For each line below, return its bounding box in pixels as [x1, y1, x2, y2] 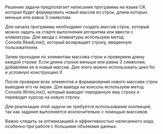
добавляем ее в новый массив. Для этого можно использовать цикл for [5, 64, 156, 70]
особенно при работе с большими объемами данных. [5, 123, 118, 129]
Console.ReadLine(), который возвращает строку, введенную [5, 39, 132, 45]
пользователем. [5, 45, 39, 50]
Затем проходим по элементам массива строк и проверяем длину [5, 54, 145, 60]
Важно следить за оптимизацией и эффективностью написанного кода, [5, 118, 155, 124]
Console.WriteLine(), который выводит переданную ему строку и [5, 89, 140, 95]
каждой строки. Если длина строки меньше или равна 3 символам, [5, 59, 146, 65]
